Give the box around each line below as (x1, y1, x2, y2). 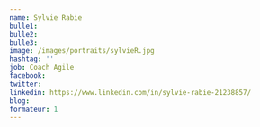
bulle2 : (9, 30, 39, 38)
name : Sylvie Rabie (9, 13, 83, 22)
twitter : (9, 80, 42, 89)
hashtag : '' (9, 55, 54, 63)
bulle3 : (9, 38, 39, 47)
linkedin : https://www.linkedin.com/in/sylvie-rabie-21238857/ (9, 88, 252, 97)
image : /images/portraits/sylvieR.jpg (9, 47, 155, 55)
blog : (9, 96, 30, 106)
